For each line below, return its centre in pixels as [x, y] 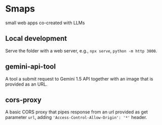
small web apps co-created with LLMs [45, 23]
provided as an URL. [26, 84]
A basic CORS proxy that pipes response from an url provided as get [77, 112]
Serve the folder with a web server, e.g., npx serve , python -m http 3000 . [81, 50]
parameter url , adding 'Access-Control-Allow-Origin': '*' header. [76, 117]
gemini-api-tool [31, 67]
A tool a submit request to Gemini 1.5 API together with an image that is [79, 79]
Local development [36, 39]
